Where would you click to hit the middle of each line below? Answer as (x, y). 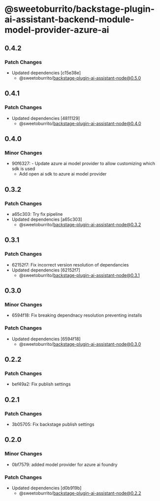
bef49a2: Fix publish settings (41, 384)
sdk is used (23, 169)
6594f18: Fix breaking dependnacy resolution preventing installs (77, 315)
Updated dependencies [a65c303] (47, 219)
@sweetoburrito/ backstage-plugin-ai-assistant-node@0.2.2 (80, 493)
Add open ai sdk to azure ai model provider (63, 174)
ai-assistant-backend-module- (70, 19)
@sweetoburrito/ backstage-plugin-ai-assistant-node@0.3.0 (80, 344)
